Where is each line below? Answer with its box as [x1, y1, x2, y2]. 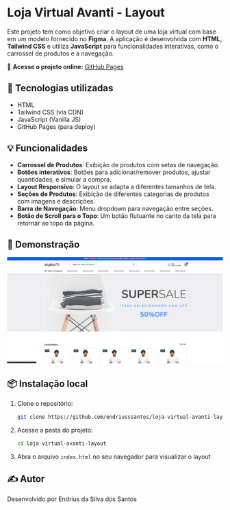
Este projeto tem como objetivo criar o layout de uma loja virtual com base [7, 27, 217, 36]
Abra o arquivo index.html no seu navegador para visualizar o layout [16, 452, 211, 461]
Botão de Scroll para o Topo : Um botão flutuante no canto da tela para [16, 211, 217, 220]
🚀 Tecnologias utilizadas [7, 82, 114, 94]
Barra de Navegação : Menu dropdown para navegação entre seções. [16, 204, 214, 212]
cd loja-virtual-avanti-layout [16, 440, 107, 447]
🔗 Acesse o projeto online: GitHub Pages [7, 62, 124, 71]
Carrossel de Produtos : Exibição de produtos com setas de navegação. [16, 160, 220, 169]
